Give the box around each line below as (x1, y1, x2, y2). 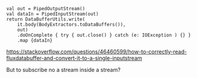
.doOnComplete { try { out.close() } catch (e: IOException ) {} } (17, 32, 191, 38)
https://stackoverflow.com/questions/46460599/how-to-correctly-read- (6, 48, 187, 55)
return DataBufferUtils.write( (6, 16, 85, 22)
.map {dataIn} (17, 37, 53, 44)
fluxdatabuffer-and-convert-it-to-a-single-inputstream (6, 54, 142, 62)
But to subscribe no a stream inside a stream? (6, 67, 121, 73)
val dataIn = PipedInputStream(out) (6, 11, 99, 17)
